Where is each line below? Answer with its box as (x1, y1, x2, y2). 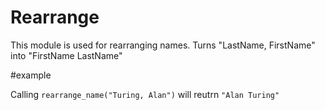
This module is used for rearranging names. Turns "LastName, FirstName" (10, 39, 316, 51)
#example (10, 69, 52, 81)
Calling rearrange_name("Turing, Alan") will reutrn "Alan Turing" (10, 88, 280, 100)
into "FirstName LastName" (10, 49, 123, 61)
